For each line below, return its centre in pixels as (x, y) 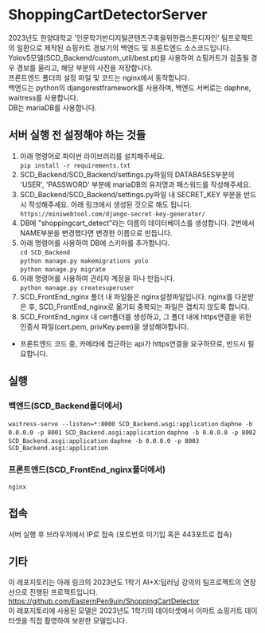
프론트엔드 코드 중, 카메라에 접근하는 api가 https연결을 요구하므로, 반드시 (133, 343)
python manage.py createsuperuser (77, 288)
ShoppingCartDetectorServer (108, 15)
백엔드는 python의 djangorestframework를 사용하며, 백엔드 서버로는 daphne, (130, 87)
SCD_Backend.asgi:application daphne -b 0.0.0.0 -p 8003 (104, 441)
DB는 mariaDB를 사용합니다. (53, 107)
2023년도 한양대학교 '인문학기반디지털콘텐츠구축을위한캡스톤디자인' (114, 38)
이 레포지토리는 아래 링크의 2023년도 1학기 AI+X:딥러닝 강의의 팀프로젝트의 (125, 582)
